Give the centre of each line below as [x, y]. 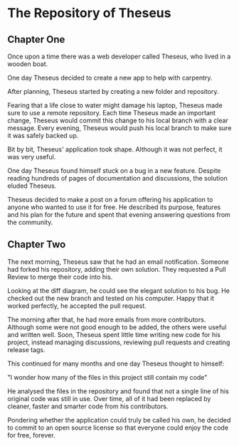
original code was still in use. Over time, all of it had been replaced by [109, 398]
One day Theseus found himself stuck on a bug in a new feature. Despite [114, 171]
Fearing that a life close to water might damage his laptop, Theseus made [115, 105]
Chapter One [36, 39]
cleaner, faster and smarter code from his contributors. [88, 406]
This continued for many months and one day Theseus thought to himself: [116, 363]
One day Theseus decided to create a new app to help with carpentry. [110, 78]
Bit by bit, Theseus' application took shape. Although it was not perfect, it [115, 149]
